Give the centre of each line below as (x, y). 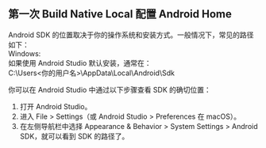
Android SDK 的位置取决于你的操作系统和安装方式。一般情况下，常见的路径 (131, 35)
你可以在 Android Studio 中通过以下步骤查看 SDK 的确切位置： (110, 89)
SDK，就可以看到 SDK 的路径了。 (74, 136)
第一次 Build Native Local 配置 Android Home (120, 14)
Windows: (25, 53)
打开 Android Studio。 (56, 106)
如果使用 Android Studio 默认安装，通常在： (80, 63)
